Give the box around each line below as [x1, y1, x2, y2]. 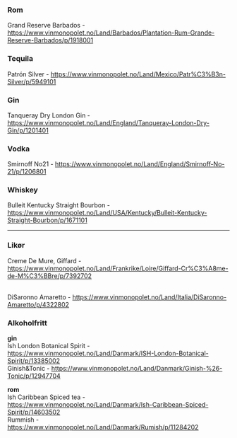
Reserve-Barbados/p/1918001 [7, 36, 94, 45]
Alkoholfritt [7, 318, 47, 328]
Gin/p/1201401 [7, 126, 49, 134]
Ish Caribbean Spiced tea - [7, 393, 86, 401]
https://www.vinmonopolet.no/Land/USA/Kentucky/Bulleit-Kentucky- [7, 209, 207, 217]
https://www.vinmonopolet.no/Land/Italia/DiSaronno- [72, 292, 227, 301]
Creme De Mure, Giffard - [7, 256, 82, 265]
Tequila [7, 54, 34, 64]
